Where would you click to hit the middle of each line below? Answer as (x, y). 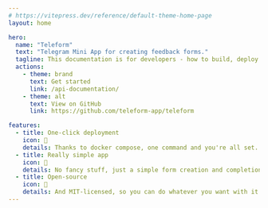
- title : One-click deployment (67, 133)
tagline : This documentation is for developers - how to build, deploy (137, 60)
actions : (30, 67)
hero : (17, 37)
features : (25, 125)
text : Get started (60, 81)
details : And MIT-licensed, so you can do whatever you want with (135, 192)
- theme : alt (44, 96)
